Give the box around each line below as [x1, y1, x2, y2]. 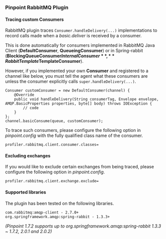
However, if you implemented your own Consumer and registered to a [5, 68, 149, 74]
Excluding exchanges [5, 152, 51, 158]
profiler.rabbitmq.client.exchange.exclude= [5, 179, 99, 184]
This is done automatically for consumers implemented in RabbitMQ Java [5, 42, 155, 48]
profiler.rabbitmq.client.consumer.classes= [5, 142, 99, 147]
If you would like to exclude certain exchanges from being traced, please [5, 164, 154, 170]
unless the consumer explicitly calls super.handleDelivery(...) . [5, 79, 136, 85]
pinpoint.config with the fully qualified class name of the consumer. [5, 132, 143, 138]
